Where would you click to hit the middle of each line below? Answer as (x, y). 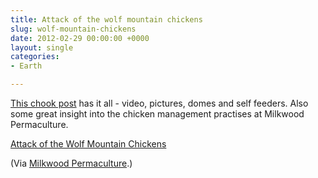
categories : (35, 57)
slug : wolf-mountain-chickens (73, 29)
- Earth (26, 66)
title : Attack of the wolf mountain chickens (106, 19)
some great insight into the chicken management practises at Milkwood (157, 114)
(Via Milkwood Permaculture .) (71, 163)
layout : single (42, 47)
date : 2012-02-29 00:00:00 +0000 (80, 38)
